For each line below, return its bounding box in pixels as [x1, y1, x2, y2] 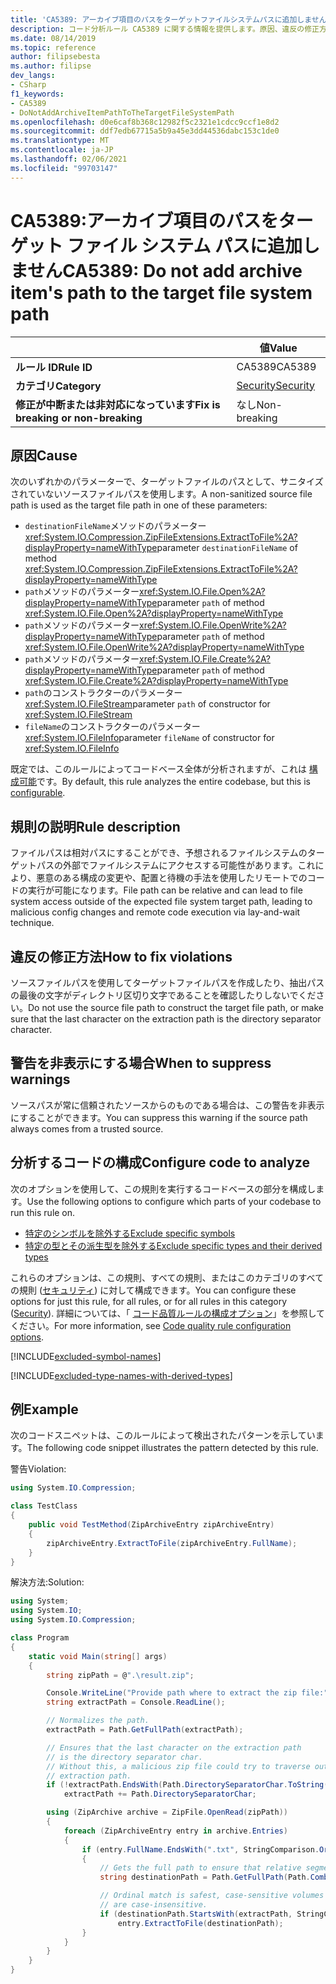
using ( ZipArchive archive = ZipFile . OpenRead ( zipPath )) [46, 1807, 288, 1818]
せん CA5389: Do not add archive [27, 259, 303, 282]
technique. [10, 917, 55, 929]
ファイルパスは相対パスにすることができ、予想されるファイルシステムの [10, 847, 308, 859]
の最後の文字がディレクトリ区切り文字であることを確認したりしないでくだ [10, 989, 317, 1001]
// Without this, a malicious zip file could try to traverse [46, 1761, 311, 1771]
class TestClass [10, 1501, 78, 1511]
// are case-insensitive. [99, 1900, 208, 1910]
